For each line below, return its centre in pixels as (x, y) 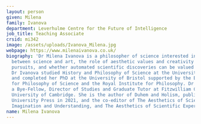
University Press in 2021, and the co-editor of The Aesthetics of (98, 100)
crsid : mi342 (22, 39)
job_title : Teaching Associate (45, 34)
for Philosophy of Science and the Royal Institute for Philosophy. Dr (103, 84)
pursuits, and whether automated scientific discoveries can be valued (103, 67)
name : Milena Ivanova (33, 111)
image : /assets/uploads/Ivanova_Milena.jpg (61, 45)
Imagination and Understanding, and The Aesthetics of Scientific (96, 106)
